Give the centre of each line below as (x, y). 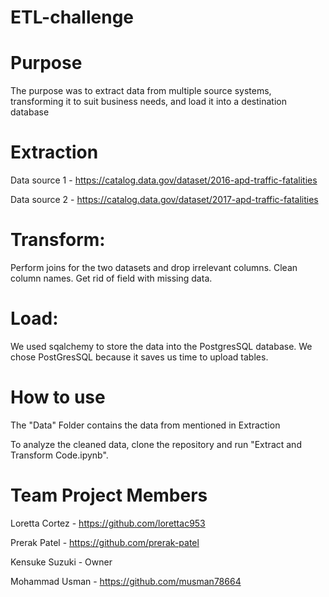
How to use (58, 397)
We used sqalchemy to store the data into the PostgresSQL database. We (161, 346)
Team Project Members (109, 495)
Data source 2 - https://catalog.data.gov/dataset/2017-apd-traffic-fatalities (164, 200)
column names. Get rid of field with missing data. (111, 278)
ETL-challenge (72, 17)
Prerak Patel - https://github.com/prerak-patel (105, 542)
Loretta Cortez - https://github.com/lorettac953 (108, 523)
